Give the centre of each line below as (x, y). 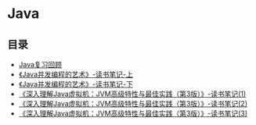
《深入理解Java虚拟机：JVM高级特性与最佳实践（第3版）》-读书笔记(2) (133, 104)
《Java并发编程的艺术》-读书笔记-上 (76, 74)
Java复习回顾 (40, 64)
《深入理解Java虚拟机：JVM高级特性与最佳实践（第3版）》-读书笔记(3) (133, 113)
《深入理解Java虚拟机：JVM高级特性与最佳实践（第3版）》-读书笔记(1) (132, 94)
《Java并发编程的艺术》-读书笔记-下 (76, 84)
